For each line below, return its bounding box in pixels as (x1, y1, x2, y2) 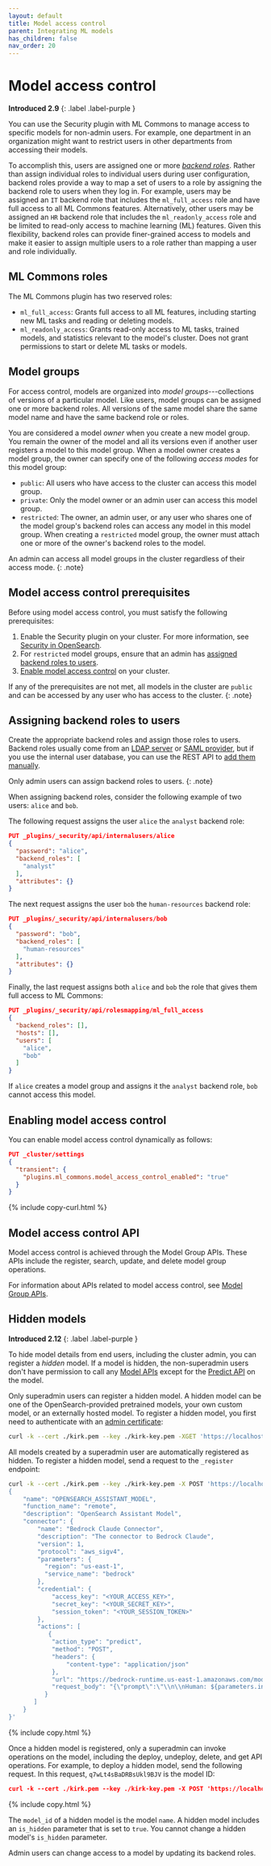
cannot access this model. (8, 1090, 96, 1100)
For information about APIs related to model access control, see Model (8, 1280, 244, 1290)
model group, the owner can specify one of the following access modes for (8, 454, 259, 463)
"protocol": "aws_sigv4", (37, 1547, 125, 1555)
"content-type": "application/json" (65, 1660, 190, 1669)
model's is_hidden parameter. (8, 1832, 107, 1842)
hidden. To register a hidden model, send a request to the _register (8, 1455, 234, 1465)
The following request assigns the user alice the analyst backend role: (8, 816, 245, 826)
